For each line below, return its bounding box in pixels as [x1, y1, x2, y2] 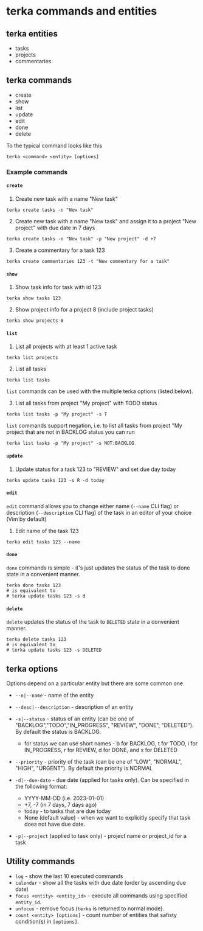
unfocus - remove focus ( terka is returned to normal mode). [15, 905, 165, 912]
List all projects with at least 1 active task [15, 343, 117, 350]
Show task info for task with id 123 [15, 284, 101, 291]
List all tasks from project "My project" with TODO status [15, 400, 157, 407]
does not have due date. [24, 820, 85, 828]
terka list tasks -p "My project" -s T [6, 411, 108, 417]
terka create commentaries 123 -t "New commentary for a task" [6, 258, 170, 264]
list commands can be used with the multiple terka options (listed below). [6, 388, 193, 395]
